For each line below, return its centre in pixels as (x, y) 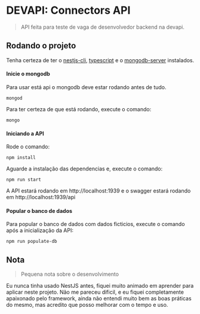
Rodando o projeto (41, 46)
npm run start (24, 180)
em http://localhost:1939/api (41, 197)
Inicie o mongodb (28, 74)
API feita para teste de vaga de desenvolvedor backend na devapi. (103, 27)
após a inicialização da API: (40, 230)
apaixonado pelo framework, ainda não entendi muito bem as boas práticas (99, 298)
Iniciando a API (25, 133)
